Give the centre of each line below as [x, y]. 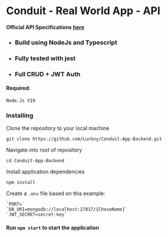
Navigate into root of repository [44, 150]
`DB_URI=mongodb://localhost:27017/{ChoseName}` [67, 210]
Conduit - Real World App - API [83, 11]
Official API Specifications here [45, 27]
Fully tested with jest [45, 58]
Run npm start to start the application [52, 228]
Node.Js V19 [21, 101]
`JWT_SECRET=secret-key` [37, 215]
